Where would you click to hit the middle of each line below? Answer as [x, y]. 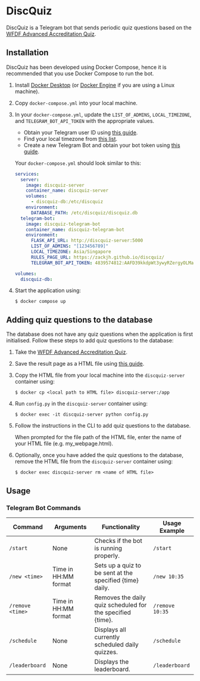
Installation [27, 53]
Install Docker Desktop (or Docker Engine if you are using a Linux [95, 85]
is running [108, 548]
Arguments [71, 527]
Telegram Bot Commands [44, 508]
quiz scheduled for [121, 605]
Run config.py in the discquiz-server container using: [81, 404]
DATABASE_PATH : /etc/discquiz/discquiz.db [84, 213]
